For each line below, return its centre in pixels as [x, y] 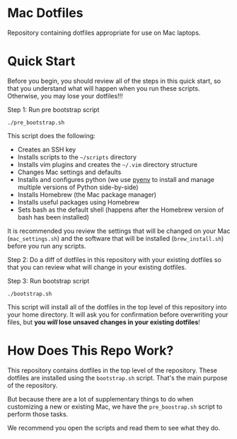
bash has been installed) [53, 217]
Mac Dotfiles [45, 13]
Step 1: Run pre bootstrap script [53, 109]
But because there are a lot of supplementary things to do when [100, 399]
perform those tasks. [38, 414]
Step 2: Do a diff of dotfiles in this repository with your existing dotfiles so [114, 259]
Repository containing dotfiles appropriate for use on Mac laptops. [104, 33]
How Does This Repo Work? [91, 351]
